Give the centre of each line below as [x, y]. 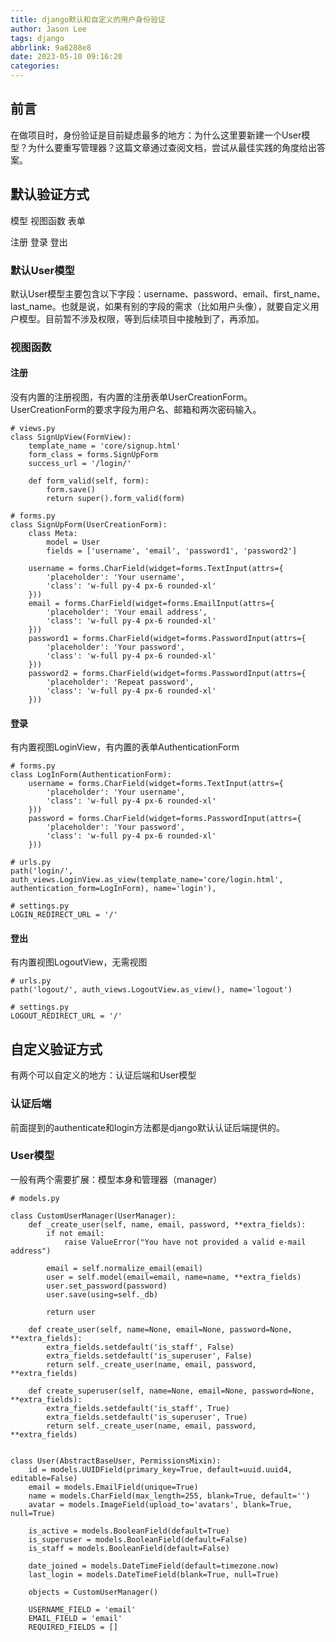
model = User [73, 542]
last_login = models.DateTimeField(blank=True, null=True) [154, 1574]
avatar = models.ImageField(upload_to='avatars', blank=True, [160, 1504]
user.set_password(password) [107, 1286]
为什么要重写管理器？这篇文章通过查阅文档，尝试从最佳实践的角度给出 [172, 147]
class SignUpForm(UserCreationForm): [89, 525]
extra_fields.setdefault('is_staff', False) [140, 1347]
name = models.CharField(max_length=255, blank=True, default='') [169, 1496]
